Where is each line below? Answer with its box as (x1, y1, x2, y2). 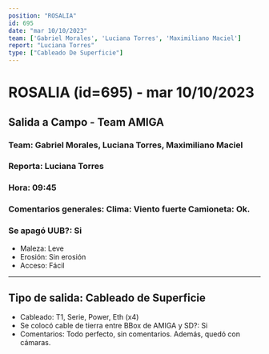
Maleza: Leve (19, 243, 64, 253)
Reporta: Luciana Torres (8, 161, 104, 172)
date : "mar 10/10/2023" (8, 26, 88, 34)
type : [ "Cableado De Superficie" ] (8, 49, 124, 57)
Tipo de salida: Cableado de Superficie (8, 291, 206, 304)
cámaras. (19, 338, 51, 348)
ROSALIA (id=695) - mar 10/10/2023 (8, 83, 255, 102)
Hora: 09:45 (8, 182, 57, 193)
